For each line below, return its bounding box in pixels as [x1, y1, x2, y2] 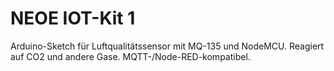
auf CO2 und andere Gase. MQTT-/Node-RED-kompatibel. [10, 50, 251, 62]
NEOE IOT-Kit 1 [10, 7, 136, 30]
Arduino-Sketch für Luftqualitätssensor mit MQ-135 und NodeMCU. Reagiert [10, 40, 325, 52]
